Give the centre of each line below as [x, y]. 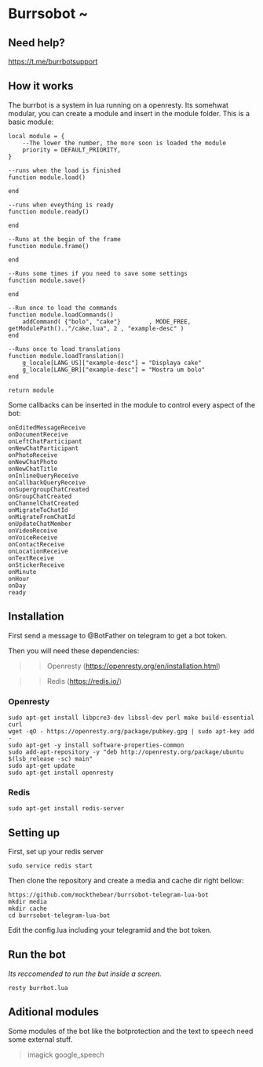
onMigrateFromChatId [42, 517]
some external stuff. [40, 1039]
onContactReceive [37, 544]
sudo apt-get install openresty [61, 773]
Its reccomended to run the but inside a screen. [85, 974]
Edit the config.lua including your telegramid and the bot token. [110, 930]
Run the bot [37, 955]
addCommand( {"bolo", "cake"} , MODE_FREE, [107, 322]
